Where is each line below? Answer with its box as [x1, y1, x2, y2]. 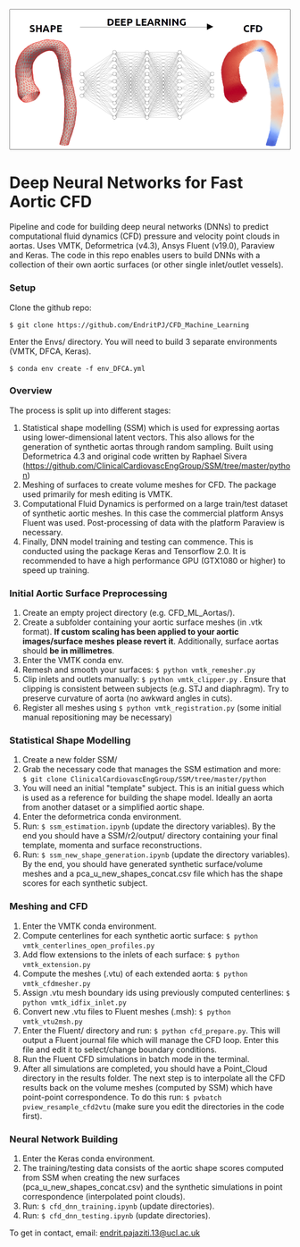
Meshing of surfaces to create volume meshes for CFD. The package [21, 479, 277, 490]
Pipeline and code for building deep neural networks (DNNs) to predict [9, 222, 270, 232]
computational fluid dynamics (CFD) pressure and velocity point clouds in [9, 231, 279, 241]
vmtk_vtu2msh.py [21, 1017, 83, 1026]
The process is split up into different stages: [9, 405, 171, 416]
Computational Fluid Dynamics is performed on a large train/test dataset [21, 498, 288, 509]
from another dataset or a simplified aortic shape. [21, 802, 205, 813]
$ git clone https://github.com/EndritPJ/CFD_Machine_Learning [9, 320, 250, 330]
